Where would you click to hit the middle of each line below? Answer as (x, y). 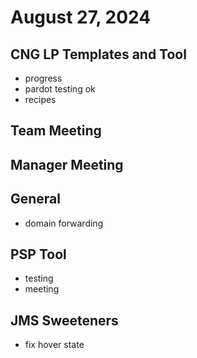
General (36, 199)
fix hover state (54, 345)
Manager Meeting (67, 164)
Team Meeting (56, 131)
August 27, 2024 (81, 17)
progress (43, 78)
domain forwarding (64, 223)
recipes (40, 99)
